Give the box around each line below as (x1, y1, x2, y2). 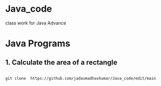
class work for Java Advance (5, 20, 66, 26)
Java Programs (5, 38, 70, 49)
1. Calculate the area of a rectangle (5, 58, 118, 67)
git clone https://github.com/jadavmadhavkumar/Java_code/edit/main (5, 76, 156, 81)
